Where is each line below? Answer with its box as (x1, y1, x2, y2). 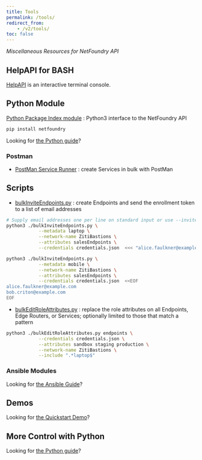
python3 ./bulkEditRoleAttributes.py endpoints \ (6, 330, 133, 336)
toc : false (6, 31, 34, 37)
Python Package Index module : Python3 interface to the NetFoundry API (6, 114, 188, 121)
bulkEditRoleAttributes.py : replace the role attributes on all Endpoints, (14, 305, 188, 313)
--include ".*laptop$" (38, 352, 96, 358)
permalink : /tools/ (6, 14, 55, 20)
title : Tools (6, 8, 39, 15)
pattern (14, 318, 34, 325)
